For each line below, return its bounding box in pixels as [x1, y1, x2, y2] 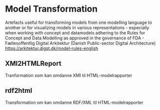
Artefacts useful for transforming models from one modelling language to [5, 19, 152, 25]
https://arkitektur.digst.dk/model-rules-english [5, 45, 99, 51]
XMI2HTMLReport [5, 59, 62, 68]
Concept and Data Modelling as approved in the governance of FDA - [5, 35, 145, 41]
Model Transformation [5, 3, 98, 15]
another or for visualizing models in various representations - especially [5, 24, 150, 30]
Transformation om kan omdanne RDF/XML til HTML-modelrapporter [5, 99, 143, 105]
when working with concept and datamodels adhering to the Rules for [5, 30, 145, 36]
